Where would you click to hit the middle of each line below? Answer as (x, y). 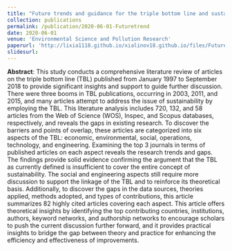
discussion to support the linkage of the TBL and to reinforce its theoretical (114, 181)
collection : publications (44, 20)
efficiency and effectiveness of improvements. (73, 240)
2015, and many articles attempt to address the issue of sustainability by (110, 101)
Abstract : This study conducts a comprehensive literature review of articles (115, 71)
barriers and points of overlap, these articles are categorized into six (105, 130)
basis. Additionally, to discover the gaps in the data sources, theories (105, 189)
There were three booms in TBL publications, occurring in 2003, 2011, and (113, 93)
